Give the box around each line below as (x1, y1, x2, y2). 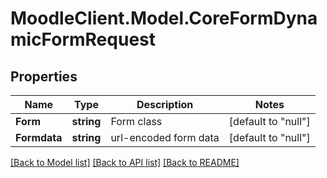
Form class (110, 115, 163, 128)
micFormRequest (10, 28, 156, 51)
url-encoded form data (110, 131, 220, 144)
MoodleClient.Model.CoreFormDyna (10, 7, 318, 30)
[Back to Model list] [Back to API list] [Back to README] (10, 157, 240, 168)
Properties (10, 68, 78, 85)
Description (136, 98, 194, 111)
